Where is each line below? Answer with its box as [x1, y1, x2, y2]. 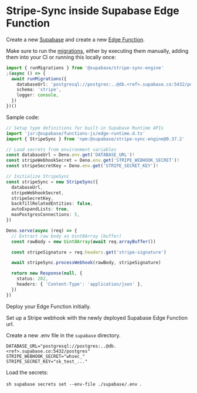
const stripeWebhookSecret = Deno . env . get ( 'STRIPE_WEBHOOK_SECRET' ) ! [6, 157, 180, 164]
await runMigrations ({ [11, 76, 67, 82]
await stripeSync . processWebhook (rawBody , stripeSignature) [11, 260, 161, 266]
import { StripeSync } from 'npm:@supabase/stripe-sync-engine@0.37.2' [6, 136, 185, 142]
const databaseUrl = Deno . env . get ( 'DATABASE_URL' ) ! [6, 152, 135, 158]
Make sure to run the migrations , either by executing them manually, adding [6, 47, 189, 54]
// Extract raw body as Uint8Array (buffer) [11, 233, 122, 239]
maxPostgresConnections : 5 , [11, 212, 80, 218]
